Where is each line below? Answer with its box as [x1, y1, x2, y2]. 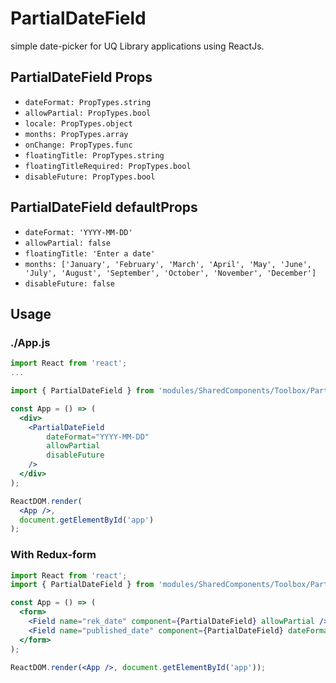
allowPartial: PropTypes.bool [24, 108, 152, 118]
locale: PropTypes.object [24, 118, 133, 129]
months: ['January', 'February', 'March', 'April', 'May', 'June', [24, 259, 312, 269]
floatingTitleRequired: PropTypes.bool [24, 161, 192, 171]
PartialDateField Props [10, 69, 153, 86]
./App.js [10, 335, 51, 349]
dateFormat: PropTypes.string [24, 97, 152, 107]
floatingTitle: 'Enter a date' [24, 248, 156, 259]
